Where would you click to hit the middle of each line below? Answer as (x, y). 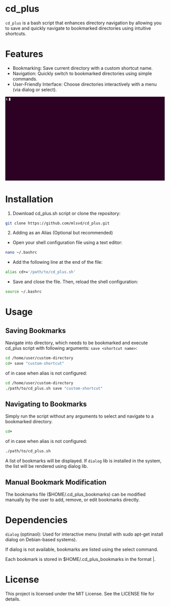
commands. (25, 78)
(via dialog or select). (35, 90)
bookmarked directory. (29, 422)
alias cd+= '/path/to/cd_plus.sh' (40, 272)
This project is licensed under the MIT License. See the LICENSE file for (80, 593)
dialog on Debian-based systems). (41, 539)
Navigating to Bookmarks (46, 404)
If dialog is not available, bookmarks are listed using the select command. (82, 549)
